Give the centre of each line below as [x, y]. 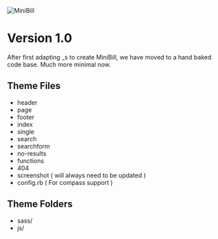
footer [26, 117]
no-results [32, 153]
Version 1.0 [40, 38]
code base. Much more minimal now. [59, 64]
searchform [33, 146]
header [27, 102]
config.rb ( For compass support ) [65, 182]
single [25, 131]
